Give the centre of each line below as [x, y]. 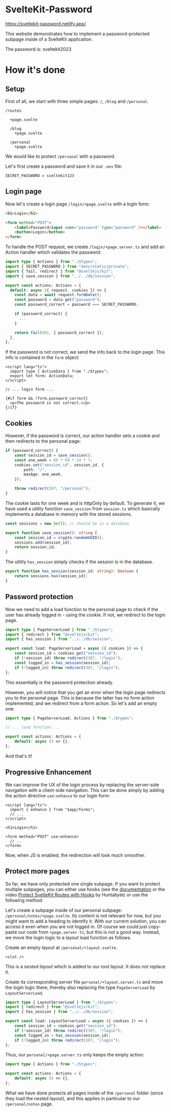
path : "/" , [35, 470]
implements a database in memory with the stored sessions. [69, 514]
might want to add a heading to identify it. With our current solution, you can [86, 921]
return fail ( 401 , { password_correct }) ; [59, 333]
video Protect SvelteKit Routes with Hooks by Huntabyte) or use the [77, 895]
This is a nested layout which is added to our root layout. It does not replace [85, 966]
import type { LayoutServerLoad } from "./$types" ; [61, 1002]
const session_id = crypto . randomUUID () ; [59, 537]
